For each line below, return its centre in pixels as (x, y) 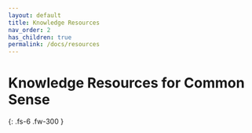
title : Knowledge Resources (54, 23)
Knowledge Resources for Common (126, 83)
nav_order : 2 (29, 30)
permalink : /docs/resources (54, 45)
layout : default (35, 15)
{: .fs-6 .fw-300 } (36, 121)
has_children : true (40, 37)
